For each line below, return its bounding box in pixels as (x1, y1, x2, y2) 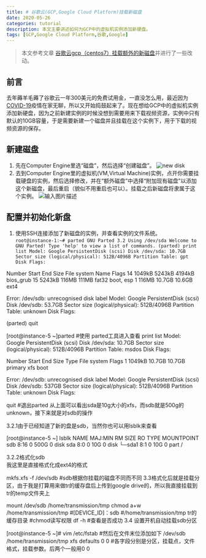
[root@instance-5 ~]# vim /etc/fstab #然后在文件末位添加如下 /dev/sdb (6, 529, 186, 537)
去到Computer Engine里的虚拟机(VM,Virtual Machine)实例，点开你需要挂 (15, 169, 199, 176)
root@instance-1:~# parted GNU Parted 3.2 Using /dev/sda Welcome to (15, 237, 197, 244)
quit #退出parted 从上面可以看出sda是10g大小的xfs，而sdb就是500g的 (6, 401, 184, 409)
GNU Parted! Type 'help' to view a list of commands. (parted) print (15, 243, 197, 249)
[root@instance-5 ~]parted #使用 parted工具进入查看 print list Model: (6, 332, 181, 339)
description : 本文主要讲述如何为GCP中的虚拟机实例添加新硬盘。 (6, 26, 151, 32)
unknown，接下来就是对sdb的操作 (6, 409, 93, 417)
